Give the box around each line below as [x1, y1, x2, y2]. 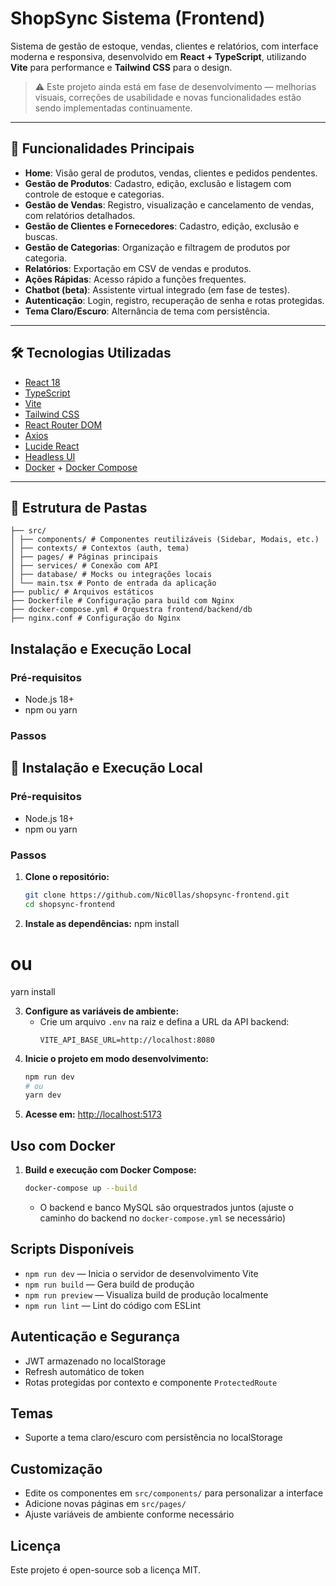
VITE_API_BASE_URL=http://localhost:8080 [39, 1035, 215, 1045]
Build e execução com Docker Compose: [24, 1164, 197, 1176]
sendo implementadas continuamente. [34, 102, 193, 114]
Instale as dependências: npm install [24, 917, 180, 929]
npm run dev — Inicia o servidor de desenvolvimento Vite [24, 1267, 259, 1279]
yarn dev [24, 1090, 62, 1101]
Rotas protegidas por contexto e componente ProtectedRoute [24, 1376, 278, 1388]
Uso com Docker [10, 1137, 116, 1154]
